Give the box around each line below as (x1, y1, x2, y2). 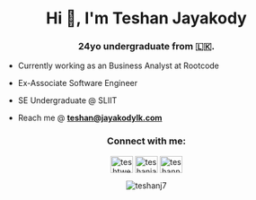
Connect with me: (106, 135, 187, 147)
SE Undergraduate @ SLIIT (17, 95, 118, 106)
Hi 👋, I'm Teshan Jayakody (46, 8, 247, 29)
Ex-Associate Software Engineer (17, 78, 137, 89)
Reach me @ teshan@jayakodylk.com (17, 112, 163, 124)
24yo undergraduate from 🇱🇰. (77, 40, 216, 53)
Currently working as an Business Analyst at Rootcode (17, 60, 220, 71)
